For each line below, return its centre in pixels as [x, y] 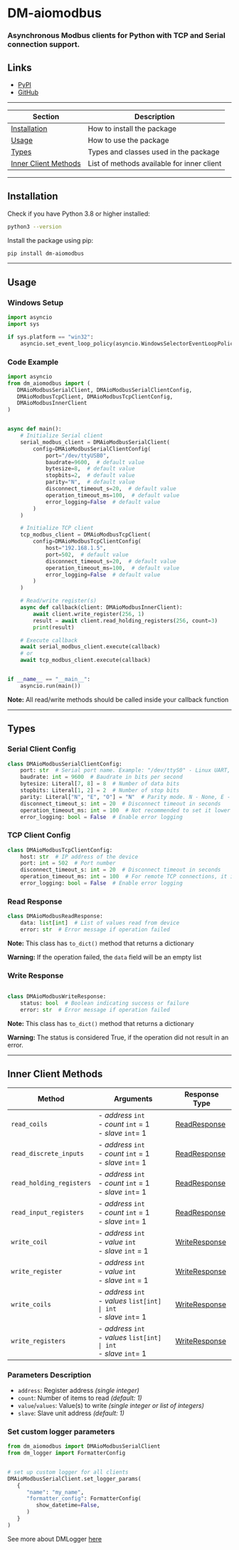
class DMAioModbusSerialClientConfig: [65, 764]
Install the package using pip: [51, 240]
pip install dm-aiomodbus [46, 253]
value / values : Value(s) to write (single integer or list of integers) [111, 1405]
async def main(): [34, 429]
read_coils [29, 1124]
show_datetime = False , [68, 1505]
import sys [23, 324]
